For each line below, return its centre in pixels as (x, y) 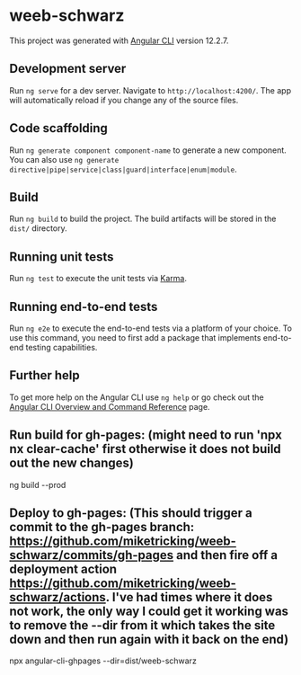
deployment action (63, 569)
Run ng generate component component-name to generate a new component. (148, 150)
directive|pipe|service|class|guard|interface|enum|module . (123, 169)
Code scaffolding (58, 128)
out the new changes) (72, 463)
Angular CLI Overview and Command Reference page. (110, 406)
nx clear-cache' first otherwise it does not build (145, 449)
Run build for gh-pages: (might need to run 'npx (146, 435)
